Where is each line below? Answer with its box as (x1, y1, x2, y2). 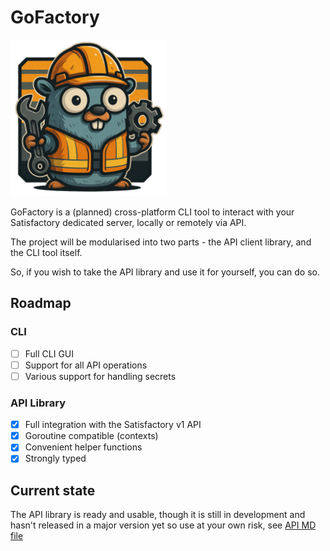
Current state (10, 482, 96, 499)
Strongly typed (24, 452, 87, 465)
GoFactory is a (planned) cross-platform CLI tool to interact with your (10, 206, 295, 218)
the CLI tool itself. (10, 246, 83, 258)
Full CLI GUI (24, 347, 75, 360)
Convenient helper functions (24, 441, 143, 453)
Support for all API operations (24, 359, 148, 371)
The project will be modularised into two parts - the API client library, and (10, 236, 312, 248)
